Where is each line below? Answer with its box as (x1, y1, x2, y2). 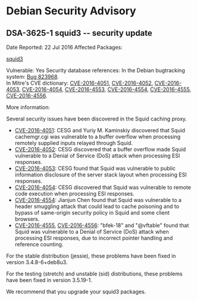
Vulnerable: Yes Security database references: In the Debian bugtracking (6, 67, 186, 74)
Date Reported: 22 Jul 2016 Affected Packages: (6, 44, 123, 51)
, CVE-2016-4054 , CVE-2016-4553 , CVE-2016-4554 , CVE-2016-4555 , (18, 86, 192, 93)
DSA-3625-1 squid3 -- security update (6, 28, 153, 38)
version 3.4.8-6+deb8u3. (6, 259, 68, 266)
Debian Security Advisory (6, 4, 136, 18)
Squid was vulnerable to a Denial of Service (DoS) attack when (14, 228, 169, 235)
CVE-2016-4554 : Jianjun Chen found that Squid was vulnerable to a (14, 197, 182, 203)
